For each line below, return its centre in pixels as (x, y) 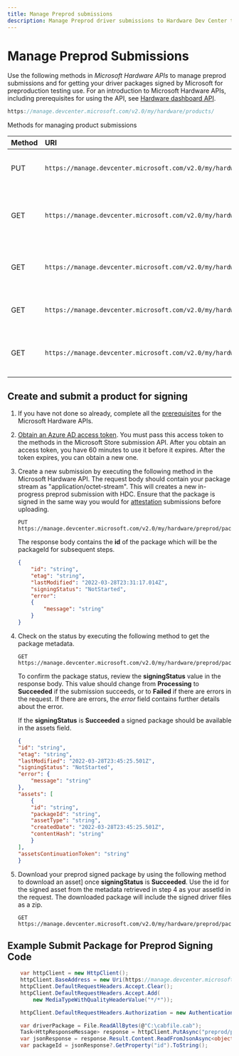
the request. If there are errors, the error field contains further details (119, 699)
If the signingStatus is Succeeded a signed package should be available (124, 720)
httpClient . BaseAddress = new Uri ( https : (82, 980)
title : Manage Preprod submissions (60, 14)
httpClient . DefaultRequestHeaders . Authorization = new (103, 1012)
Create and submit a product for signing (98, 396)
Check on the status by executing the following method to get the (113, 635)
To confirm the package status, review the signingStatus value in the (119, 676)
